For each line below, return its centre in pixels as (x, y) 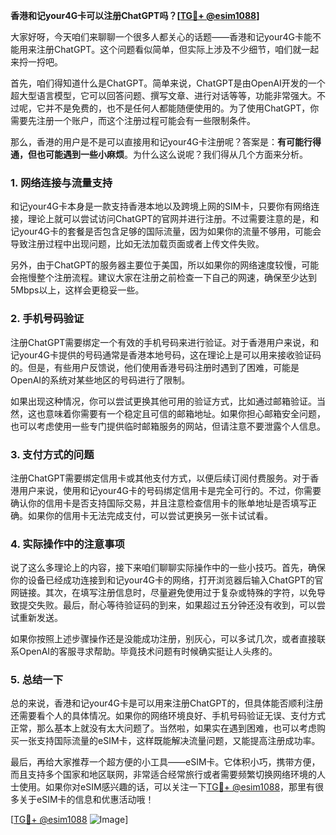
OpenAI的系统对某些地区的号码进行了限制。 (100, 380)
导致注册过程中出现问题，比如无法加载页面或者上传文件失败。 (137, 244)
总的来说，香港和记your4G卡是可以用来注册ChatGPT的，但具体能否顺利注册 (167, 703)
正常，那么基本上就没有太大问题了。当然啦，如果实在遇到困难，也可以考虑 (163, 728)
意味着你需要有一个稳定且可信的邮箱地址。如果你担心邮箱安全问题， (185, 413)
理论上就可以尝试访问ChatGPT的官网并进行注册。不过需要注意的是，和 (173, 219)
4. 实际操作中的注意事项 (67, 544)
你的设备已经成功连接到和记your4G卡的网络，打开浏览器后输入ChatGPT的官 (167, 580)
